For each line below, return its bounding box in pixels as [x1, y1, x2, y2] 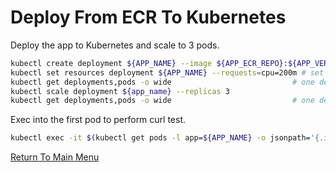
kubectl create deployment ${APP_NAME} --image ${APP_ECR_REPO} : [10, 58, 288, 68]
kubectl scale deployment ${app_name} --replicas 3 [10, 86, 230, 96]
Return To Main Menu [10, 151, 100, 163]
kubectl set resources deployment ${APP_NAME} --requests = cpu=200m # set [10, 67, 325, 78]
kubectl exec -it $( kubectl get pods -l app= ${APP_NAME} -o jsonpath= [10, 133, 311, 143]
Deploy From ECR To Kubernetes [10, 6, 287, 29]
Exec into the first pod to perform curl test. [10, 114, 187, 126]
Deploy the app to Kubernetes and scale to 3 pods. [10, 39, 220, 51]
